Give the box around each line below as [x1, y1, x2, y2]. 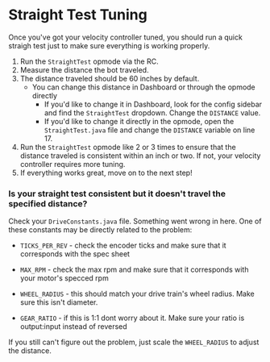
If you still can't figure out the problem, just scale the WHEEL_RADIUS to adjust [8, 337, 260, 347]
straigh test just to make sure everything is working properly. [8, 40, 210, 50]
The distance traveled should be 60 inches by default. [19, 73, 200, 83]
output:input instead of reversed [19, 322, 127, 331]
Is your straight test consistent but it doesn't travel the [8, 188, 226, 199]
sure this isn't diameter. [19, 298, 98, 307]
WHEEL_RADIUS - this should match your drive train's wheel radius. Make [19, 289, 255, 299]
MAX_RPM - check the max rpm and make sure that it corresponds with [19, 264, 249, 275]
